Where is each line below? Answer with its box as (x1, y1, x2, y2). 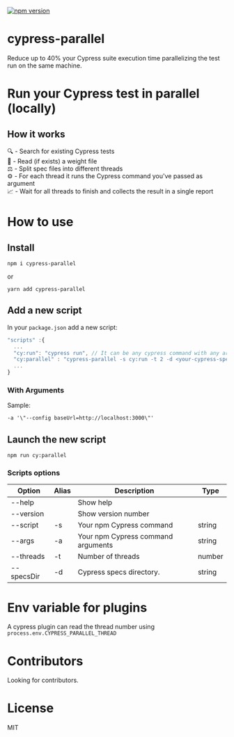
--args (10, 536, 35, 546)
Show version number (77, 509, 150, 518)
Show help (77, 498, 113, 507)
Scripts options (7, 468, 61, 478)
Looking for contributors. (7, 676, 79, 685)
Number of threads (77, 552, 140, 562)
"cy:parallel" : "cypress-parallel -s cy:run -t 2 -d (13, 356, 173, 363)
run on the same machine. (7, 61, 82, 70)
